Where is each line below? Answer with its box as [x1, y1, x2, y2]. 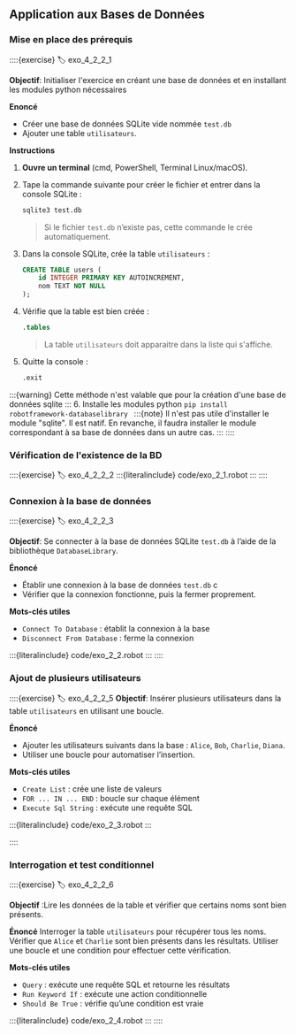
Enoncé [9, 101, 38, 111]
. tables [21, 323, 50, 333]
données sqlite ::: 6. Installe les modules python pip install [9, 398, 228, 410]
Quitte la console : [21, 356, 88, 366]
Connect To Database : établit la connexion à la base [21, 624, 210, 634]
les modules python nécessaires [9, 84, 127, 95]
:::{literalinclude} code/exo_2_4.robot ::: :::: [9, 1015, 163, 1025]
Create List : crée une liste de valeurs [21, 783, 162, 794]
